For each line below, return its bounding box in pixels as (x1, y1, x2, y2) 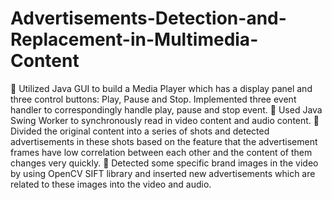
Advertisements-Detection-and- (10, 7, 287, 30)
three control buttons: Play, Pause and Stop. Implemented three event (10, 93, 297, 105)
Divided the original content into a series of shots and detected (10, 125, 270, 137)
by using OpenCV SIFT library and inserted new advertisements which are (10, 167, 316, 179)
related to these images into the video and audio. (10, 178, 212, 190)
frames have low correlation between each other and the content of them (10, 146, 313, 158)
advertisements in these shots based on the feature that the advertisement (10, 135, 318, 147)
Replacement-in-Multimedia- (10, 28, 259, 51)
